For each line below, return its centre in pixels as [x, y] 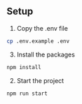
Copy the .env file [42, 28]
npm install [24, 67]
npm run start [27, 94]
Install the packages [46, 54]
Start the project [40, 80]
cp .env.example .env [38, 41]
